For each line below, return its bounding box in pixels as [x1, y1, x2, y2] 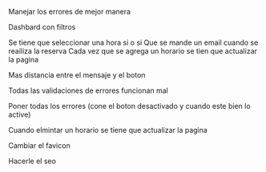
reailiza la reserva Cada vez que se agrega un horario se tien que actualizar [8, 46, 258, 55]
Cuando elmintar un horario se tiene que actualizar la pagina [8, 126, 208, 134]
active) [8, 110, 31, 119]
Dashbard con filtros [8, 22, 76, 31]
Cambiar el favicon [8, 141, 71, 150]
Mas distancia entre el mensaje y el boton [8, 70, 146, 79]
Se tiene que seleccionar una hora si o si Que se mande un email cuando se [8, 38, 259, 47]
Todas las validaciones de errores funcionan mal [8, 86, 168, 95]
